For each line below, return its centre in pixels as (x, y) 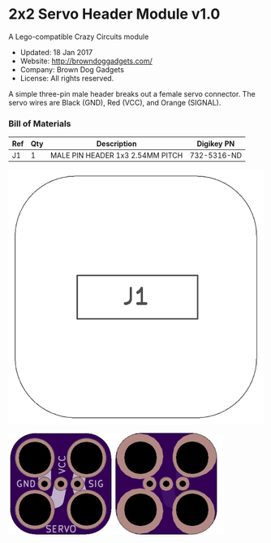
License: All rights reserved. (67, 78)
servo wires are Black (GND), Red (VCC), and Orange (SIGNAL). (115, 102)
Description (116, 144)
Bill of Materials (40, 123)
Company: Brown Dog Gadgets (72, 69)
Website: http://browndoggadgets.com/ (86, 61)
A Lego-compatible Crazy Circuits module (79, 37)
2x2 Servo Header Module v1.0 (114, 14)
